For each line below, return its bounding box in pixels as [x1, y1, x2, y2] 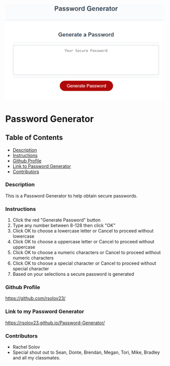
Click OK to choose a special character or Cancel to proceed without [12, 260, 156, 266]
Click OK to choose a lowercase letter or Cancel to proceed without [12, 228, 154, 234]
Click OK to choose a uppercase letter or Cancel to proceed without [12, 239, 155, 245]
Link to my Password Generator [5, 308, 85, 315]
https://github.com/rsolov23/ [5, 295, 66, 301]
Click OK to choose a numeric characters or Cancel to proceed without [12, 249, 161, 256]
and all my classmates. [12, 354, 61, 360]
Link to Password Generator [12, 163, 71, 169]
